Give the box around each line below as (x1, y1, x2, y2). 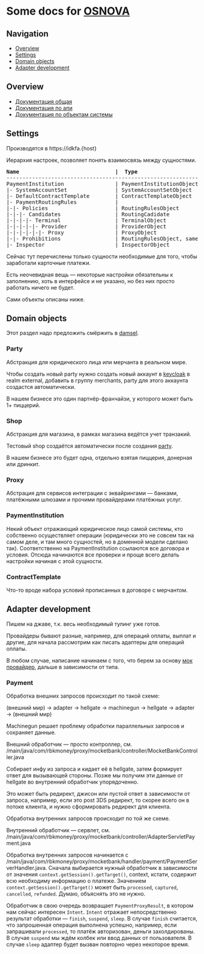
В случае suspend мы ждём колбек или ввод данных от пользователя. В (6, 935, 192, 942)
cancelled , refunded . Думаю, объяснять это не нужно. (6, 890, 146, 897)
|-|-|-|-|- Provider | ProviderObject (6, 223, 167, 230)
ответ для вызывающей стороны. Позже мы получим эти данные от (6, 772, 183, 779)
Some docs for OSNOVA (6, 4, 131, 18)
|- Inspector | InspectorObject (6, 241, 170, 248)
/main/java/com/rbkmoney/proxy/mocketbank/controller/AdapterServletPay (6, 833, 195, 841)
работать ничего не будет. (6, 284, 75, 291)
